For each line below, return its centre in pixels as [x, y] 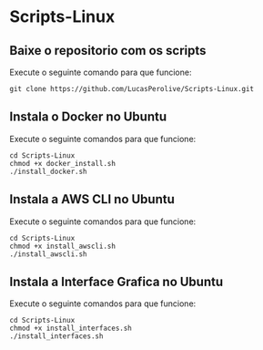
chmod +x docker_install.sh [63, 163]
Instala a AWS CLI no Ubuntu [92, 199]
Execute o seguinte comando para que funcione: [101, 72]
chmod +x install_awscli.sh [63, 246]
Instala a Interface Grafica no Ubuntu [116, 282]
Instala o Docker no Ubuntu [88, 117]
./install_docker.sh [49, 171]
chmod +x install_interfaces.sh [71, 329]
